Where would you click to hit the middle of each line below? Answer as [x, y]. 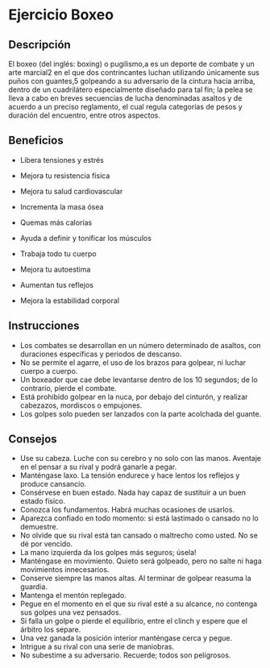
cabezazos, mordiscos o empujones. [81, 405]
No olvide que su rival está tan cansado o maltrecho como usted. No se [139, 535]
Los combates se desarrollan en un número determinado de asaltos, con [140, 345]
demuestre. [39, 527]
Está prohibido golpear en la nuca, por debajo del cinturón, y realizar [134, 396]
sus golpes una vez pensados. [71, 612]
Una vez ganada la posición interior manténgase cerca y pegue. [126, 638]
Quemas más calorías [56, 222]
